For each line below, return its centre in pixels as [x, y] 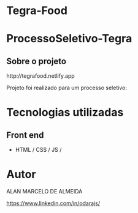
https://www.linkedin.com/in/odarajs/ [53, 203]
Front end [25, 135]
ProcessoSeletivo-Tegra [69, 39]
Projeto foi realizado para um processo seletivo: [67, 88]
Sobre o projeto [36, 61]
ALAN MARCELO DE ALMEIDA [44, 192]
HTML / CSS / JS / [38, 150]
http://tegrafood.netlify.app [40, 76]
